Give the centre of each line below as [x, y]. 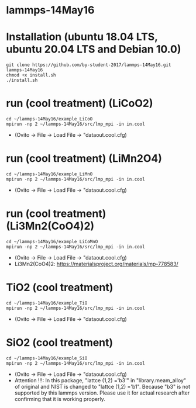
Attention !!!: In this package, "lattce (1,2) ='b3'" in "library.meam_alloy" [100, 380]
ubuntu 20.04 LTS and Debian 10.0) [94, 49]
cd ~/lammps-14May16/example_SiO [47, 358]
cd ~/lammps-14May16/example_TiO [47, 303]
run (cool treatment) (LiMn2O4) [84, 159]
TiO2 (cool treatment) [60, 288]
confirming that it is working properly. [60, 399]
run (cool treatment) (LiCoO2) [80, 103]
